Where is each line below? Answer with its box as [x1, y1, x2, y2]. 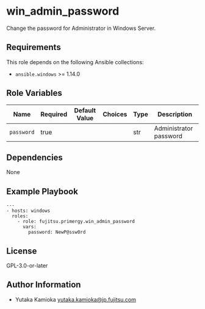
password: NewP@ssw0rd [28, 229, 86, 236]
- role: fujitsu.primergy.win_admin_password [17, 219, 135, 225]
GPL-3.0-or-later [6, 262, 48, 269]
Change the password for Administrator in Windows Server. [6, 24, 156, 32]
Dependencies [6, 152, 63, 162]
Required [40, 110, 68, 118]
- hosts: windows [6, 208, 51, 214]
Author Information [6, 280, 81, 290]
